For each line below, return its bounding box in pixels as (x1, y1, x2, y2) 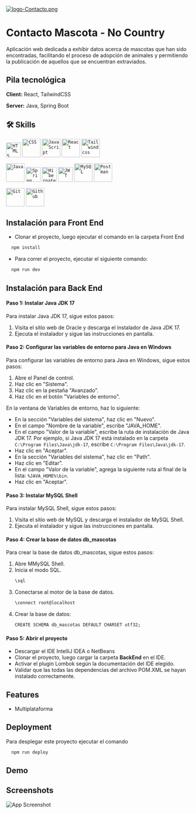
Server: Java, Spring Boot (6, 102, 69, 109)
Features (6, 689, 39, 699)
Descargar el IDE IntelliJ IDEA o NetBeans (14, 648, 115, 655)
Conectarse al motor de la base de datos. (14, 588, 115, 596)
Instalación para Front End (6, 217, 104, 227)
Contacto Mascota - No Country (6, 26, 165, 39)
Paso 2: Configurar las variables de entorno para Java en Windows (6, 344, 171, 351)
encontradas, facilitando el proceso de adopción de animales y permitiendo (6, 52, 188, 59)
